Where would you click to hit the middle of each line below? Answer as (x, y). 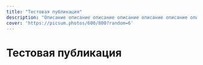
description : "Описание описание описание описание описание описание (97, 17)
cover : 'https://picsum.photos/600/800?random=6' (70, 23)
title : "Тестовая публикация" (44, 12)
